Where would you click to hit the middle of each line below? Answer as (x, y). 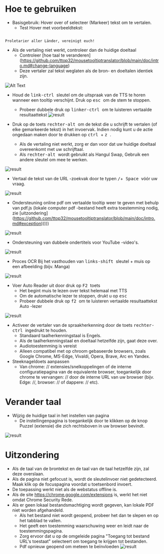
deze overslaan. (28, 474)
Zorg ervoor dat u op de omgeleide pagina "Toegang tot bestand (84, 536)
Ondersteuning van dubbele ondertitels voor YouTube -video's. (75, 242)
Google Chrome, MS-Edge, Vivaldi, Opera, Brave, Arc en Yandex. (85, 356)
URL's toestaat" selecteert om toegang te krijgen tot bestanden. (83, 541)
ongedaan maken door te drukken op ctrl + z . (61, 134)
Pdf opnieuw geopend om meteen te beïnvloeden (69, 546)
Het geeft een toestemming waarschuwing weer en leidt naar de (84, 526)
